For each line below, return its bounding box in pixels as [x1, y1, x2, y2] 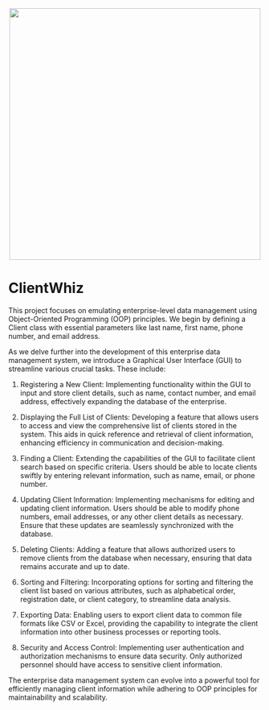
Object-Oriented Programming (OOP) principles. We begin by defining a [8, 314, 247, 324]
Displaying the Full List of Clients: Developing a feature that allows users [19, 412, 259, 422]
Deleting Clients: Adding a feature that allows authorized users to [19, 544, 235, 554]
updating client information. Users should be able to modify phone [19, 503, 240, 513]
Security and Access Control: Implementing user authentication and [19, 642, 245, 652]
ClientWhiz [8, 279, 84, 297]
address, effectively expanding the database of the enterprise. [19, 396, 227, 406]
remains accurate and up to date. [19, 561, 130, 571]
